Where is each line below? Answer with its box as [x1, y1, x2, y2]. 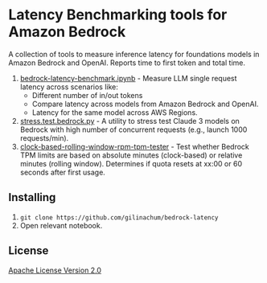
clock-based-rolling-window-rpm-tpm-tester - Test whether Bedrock [19, 141, 249, 151]
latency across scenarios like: [19, 82, 119, 92]
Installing [8, 191, 56, 204]
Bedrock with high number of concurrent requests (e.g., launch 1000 [19, 125, 248, 134]
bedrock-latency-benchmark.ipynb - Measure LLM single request [19, 73, 237, 83]
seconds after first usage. [19, 167, 106, 177]
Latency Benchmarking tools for [8, 6, 228, 24]
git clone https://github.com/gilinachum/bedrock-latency [19, 213, 219, 222]
